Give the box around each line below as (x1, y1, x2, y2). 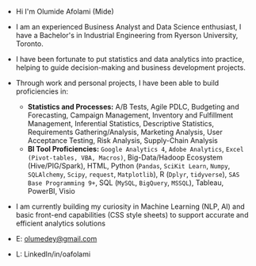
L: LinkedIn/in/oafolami (15, 249, 91, 259)
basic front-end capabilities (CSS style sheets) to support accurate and (15, 210, 249, 219)
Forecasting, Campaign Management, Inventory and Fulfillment (27, 110, 234, 120)
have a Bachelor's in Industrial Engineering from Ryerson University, (15, 31, 239, 40)
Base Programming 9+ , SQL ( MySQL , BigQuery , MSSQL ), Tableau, (27, 178, 224, 187)
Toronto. (15, 39, 44, 48)
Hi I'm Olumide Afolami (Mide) (15, 7, 115, 16)
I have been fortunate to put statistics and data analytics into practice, (15, 55, 244, 64)
